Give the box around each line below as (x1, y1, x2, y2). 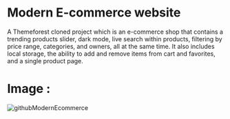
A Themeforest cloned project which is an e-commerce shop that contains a (7, 28, 224, 36)
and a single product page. (7, 56, 84, 65)
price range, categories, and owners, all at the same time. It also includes (7, 42, 215, 50)
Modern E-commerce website (7, 5, 181, 21)
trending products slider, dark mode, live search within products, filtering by (7, 34, 222, 43)
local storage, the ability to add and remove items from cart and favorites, (7, 50, 216, 58)
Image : (7, 81, 51, 97)
